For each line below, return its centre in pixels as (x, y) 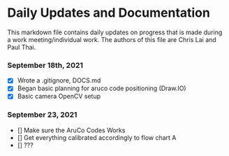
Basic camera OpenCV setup (59, 97)
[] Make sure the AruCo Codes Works (71, 130)
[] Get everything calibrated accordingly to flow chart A (97, 137)
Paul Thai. (22, 47)
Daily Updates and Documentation (109, 13)
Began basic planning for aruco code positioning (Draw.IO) (102, 88)
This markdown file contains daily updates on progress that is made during (115, 32)
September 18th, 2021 (45, 65)
